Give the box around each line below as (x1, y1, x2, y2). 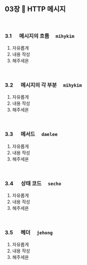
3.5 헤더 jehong (5, 229, 53, 236)
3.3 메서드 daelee (5, 130, 58, 138)
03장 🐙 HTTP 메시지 (5, 5, 66, 14)
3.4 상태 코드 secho (5, 180, 62, 187)
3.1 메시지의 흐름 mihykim (5, 32, 75, 39)
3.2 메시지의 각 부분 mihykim (5, 82, 82, 89)
